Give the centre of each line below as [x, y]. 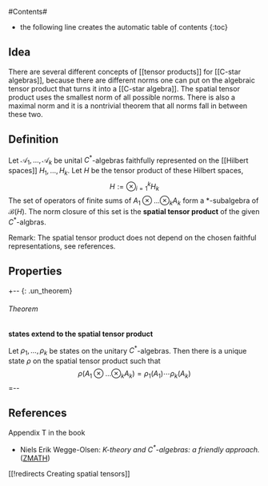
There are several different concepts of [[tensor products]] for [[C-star [125, 71]
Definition [33, 140]
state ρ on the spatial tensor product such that [85, 361]
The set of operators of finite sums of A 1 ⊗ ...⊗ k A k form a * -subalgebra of [134, 202]
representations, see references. [62, 246]
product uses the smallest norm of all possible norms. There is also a [122, 97]
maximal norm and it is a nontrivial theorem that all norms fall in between [128, 105]
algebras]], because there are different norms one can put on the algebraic [132, 80]
